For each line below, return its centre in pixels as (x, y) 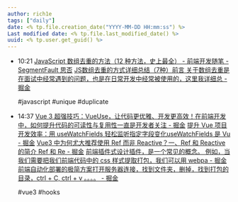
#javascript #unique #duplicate (63, 102)
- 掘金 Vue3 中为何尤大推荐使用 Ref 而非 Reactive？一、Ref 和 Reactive (121, 143)
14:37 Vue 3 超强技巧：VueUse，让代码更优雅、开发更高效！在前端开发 (122, 117)
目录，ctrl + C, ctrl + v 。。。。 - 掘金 (68, 178)
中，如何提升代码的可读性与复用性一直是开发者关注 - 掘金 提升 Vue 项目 (123, 125)
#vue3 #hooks (39, 192)
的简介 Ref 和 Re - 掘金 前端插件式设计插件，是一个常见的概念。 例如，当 (124, 152)
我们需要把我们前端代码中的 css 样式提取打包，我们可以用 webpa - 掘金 (122, 160)
